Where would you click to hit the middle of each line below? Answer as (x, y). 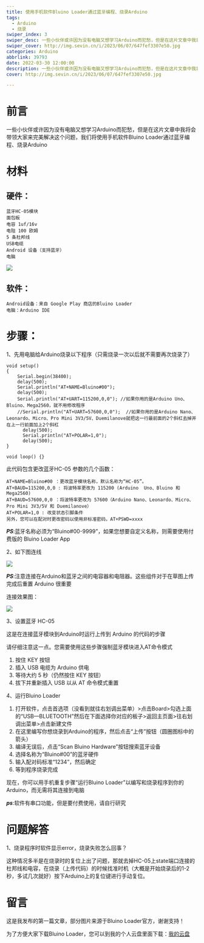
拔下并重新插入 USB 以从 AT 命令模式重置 (67, 682)
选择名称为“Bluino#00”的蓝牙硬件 (57, 754)
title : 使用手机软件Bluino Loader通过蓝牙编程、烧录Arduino (77, 12)
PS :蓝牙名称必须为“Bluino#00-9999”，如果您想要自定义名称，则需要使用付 (100, 531)
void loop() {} (25, 457)
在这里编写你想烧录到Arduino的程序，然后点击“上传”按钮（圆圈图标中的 (104, 731)
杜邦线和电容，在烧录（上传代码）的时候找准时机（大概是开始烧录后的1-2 (98, 868)
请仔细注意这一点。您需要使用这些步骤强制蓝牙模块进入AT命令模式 (90, 647)
